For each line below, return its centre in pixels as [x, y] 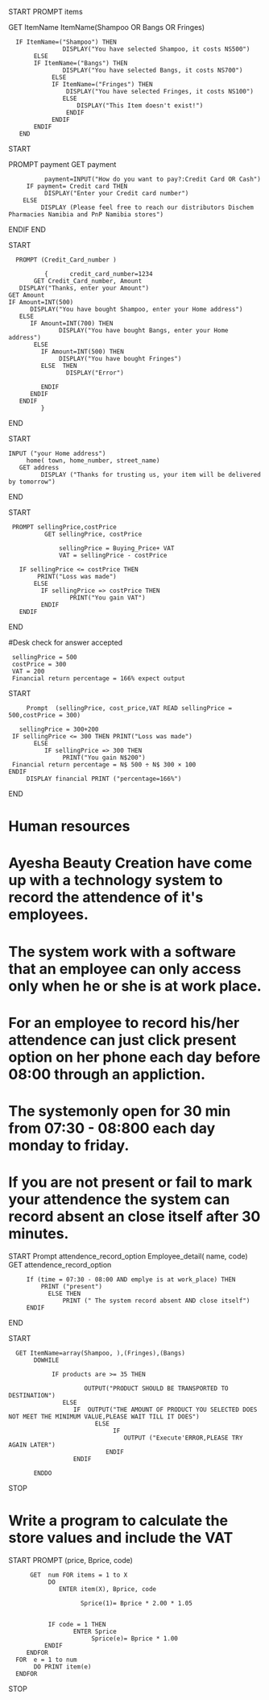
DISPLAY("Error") [95, 373]
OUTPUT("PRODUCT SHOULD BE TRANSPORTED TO [156, 1388]
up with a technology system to [116, 881]
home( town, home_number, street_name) [93, 461]
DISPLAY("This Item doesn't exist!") [140, 106]
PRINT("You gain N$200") [104, 758]
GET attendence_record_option [60, 1264]
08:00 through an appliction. [107, 1074]
